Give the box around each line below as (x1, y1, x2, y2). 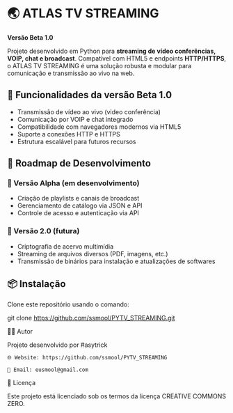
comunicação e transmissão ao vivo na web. (7, 69, 135, 77)
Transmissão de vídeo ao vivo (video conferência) (17, 107, 161, 116)
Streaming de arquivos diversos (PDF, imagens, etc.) (17, 249, 168, 258)
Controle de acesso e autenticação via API (17, 209, 139, 217)
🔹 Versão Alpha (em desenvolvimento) (7, 178, 140, 188)
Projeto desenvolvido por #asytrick (7, 341, 108, 349)
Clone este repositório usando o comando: (7, 300, 130, 309)
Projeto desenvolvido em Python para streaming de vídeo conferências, (7, 47, 216, 55)
